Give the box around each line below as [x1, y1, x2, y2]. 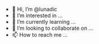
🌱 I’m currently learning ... [11, 18, 76, 25]
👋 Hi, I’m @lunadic [11, 6, 58, 12]
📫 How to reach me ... [11, 32, 68, 38]
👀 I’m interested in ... [11, 12, 63, 19]
